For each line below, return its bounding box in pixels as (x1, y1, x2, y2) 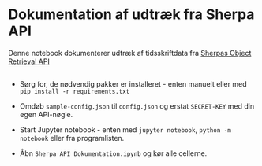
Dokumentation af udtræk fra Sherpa (8, 6, 255, 24)
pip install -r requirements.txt (19, 88, 130, 96)
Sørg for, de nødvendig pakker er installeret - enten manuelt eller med (19, 79, 247, 89)
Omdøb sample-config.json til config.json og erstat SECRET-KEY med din (19, 101, 255, 111)
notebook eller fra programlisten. (19, 134, 125, 143)
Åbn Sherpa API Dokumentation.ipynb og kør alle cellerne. (19, 149, 208, 158)
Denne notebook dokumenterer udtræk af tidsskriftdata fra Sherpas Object (8, 48, 252, 57)
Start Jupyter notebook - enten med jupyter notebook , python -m (19, 125, 231, 135)
